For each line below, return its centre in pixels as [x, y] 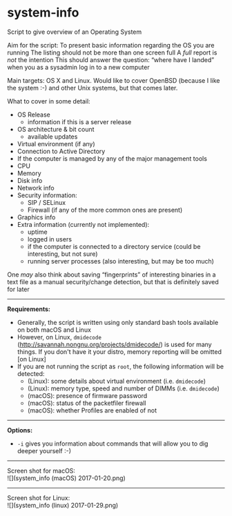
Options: [20, 430]
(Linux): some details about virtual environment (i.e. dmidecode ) [116, 381]
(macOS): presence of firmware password [87, 395]
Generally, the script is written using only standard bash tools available [118, 322]
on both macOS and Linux [54, 330]
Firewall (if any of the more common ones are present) [105, 210]
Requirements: [29, 309]
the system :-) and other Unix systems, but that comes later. [93, 88]
